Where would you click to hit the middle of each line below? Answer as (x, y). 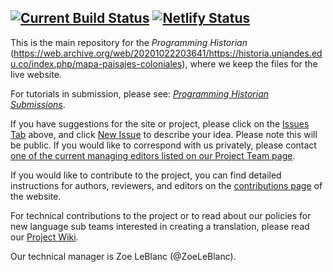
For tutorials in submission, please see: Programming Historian (140, 93)
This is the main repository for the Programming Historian (129, 42)
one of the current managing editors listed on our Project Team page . (153, 155)
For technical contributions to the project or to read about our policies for (161, 215)
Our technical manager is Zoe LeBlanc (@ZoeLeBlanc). (123, 256)
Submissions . (38, 104)
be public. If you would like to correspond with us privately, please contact (163, 145)
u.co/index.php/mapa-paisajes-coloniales (96, 63)
